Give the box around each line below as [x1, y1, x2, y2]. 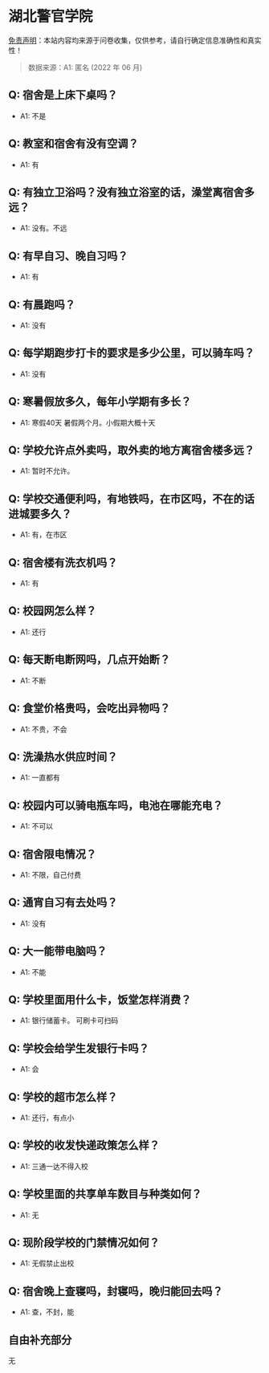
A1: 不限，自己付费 [19, 870, 82, 879]
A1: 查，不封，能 [19, 1307, 75, 1317]
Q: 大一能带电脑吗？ [8, 944, 108, 958]
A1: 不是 [19, 111, 47, 120]
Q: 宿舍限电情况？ [8, 847, 97, 861]
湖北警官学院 [8, 7, 94, 26]
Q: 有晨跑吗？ [8, 298, 76, 312]
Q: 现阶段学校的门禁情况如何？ [8, 1236, 161, 1249]
